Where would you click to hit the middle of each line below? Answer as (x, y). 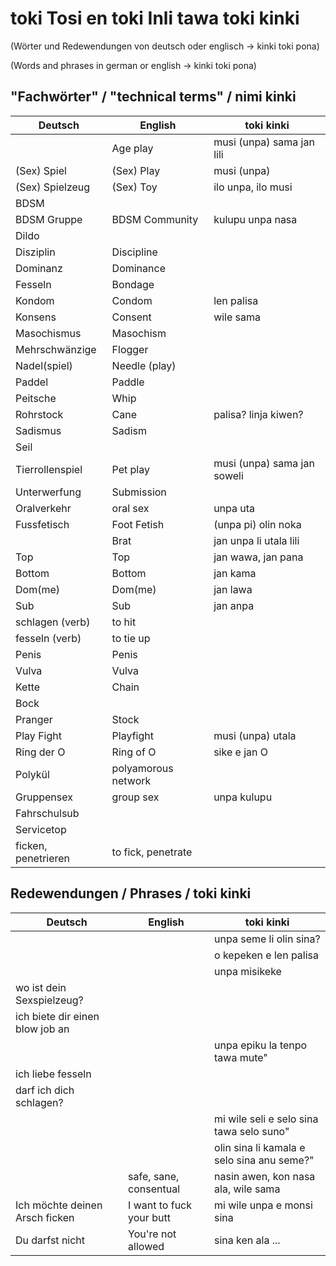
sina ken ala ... (247, 1240)
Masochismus (48, 333)
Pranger (34, 719)
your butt (149, 1217)
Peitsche (36, 398)
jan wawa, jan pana (258, 557)
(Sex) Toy (134, 187)
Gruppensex (44, 797)
